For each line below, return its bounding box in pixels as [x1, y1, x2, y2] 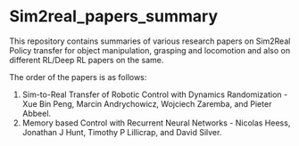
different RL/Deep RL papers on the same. [9, 54, 164, 65]
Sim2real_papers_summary [9, 6, 219, 27]
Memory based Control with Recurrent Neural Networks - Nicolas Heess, [21, 118, 291, 128]
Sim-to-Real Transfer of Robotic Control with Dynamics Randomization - [21, 89, 288, 100]
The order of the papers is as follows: [9, 71, 147, 82]
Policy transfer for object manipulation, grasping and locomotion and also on [9, 45, 291, 55]
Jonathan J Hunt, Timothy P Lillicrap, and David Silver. [21, 126, 222, 137]
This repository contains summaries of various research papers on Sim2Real [9, 36, 291, 46]
